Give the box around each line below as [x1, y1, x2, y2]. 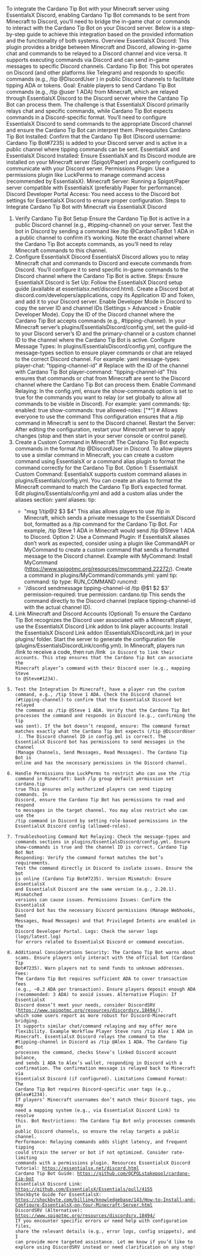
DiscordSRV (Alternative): [14, 1207, 83, 1213]
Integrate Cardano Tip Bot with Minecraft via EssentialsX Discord [6, 203, 167, 210]
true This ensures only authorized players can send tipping [14, 786, 172, 792]
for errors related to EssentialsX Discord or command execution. [14, 939, 185, 945]
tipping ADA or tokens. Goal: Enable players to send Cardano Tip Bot [6, 82, 176, 89]
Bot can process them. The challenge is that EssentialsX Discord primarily [6, 101, 189, 108]
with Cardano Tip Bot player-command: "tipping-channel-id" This [14, 368, 177, 375]
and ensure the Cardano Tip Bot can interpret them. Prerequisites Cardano [6, 126, 191, 134]
